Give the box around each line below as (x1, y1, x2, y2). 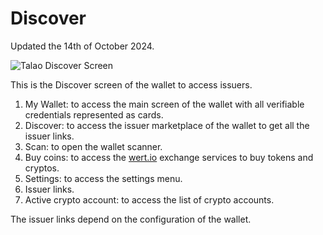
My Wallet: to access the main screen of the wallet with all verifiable (24, 98, 305, 110)
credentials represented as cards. (24, 108, 164, 121)
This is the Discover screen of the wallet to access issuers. (10, 78, 253, 91)
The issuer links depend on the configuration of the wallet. (10, 213, 252, 225)
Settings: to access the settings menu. (24, 172, 183, 184)
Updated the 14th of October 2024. (10, 40, 155, 52)
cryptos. (24, 162, 60, 174)
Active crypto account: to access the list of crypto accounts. (24, 193, 275, 206)
